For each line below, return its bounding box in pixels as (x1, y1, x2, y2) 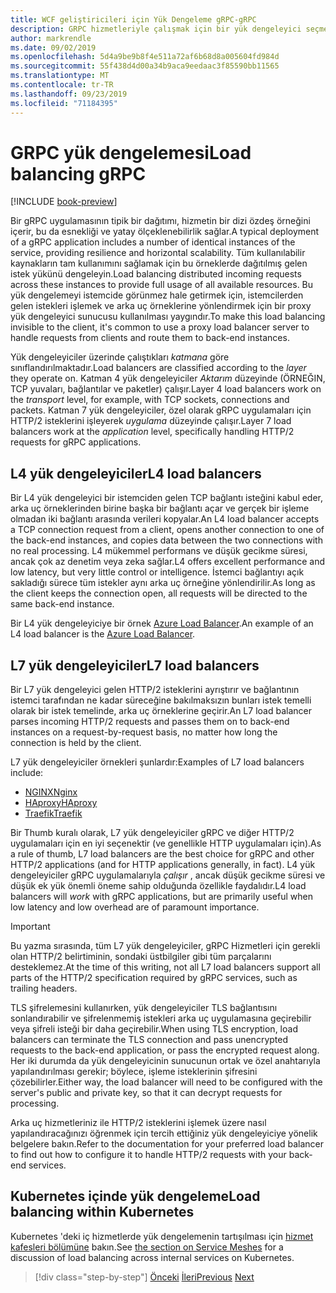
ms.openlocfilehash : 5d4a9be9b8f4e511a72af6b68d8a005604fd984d (10, 52, 280, 62)
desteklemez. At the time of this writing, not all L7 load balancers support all (10, 961, 321, 973)
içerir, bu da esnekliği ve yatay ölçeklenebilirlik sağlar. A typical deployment (10, 226, 320, 238)
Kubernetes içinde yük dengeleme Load (10, 1188, 261, 1205)
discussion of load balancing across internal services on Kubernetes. (10, 1251, 295, 1263)
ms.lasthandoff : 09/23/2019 (10, 89, 128, 99)
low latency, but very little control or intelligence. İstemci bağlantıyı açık (10, 566, 305, 578)
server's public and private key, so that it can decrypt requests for (10, 1087, 283, 1099)
